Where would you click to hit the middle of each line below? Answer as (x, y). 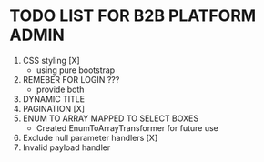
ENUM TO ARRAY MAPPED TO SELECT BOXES (110, 118)
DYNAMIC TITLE (53, 99)
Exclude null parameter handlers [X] (90, 137)
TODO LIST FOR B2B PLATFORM (133, 16)
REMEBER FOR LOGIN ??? (71, 79)
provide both (60, 89)
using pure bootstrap (76, 70)
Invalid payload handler (66, 147)
